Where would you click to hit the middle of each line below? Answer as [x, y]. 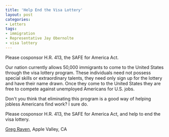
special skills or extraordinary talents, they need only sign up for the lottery [84, 78]
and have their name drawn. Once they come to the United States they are [83, 83]
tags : [11, 29]
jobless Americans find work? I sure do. [47, 104]
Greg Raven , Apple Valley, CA [36, 129]
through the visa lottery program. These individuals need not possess [78, 73]
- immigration [20, 33]
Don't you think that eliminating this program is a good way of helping [78, 98]
